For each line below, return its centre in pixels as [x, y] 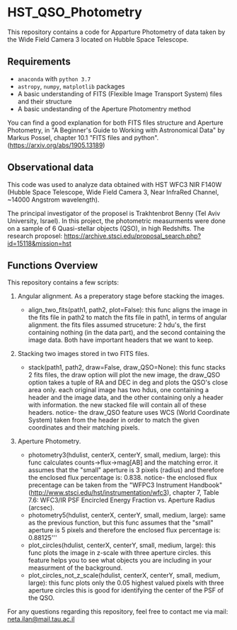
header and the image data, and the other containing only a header [126, 398]
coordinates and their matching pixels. [84, 428]
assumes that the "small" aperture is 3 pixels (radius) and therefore [126, 470]
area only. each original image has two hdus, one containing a [118, 390]
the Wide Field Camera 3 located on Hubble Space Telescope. [98, 39]
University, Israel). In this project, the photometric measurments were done [117, 221]
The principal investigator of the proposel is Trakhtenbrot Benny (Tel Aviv [114, 213]
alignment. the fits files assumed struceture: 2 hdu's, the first [117, 325]
